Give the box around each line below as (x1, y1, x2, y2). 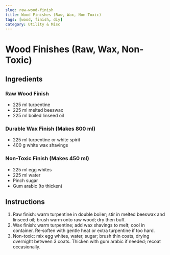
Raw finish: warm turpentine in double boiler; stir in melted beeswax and (12, 211, 165, 217)
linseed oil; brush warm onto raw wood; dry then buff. (12, 216, 126, 222)
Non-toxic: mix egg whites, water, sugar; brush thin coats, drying (12, 233, 150, 239)
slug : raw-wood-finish (5, 7, 54, 13)
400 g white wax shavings (12, 142, 68, 148)
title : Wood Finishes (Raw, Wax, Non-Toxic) (5, 12, 102, 17)
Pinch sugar (12, 177, 38, 184)
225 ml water (12, 172, 41, 178)
